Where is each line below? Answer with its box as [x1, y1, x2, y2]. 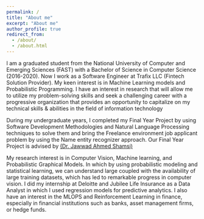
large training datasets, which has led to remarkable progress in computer [6, 173, 192, 181]
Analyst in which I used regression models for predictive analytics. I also [6, 186, 188, 193]
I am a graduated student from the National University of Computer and [6, 59, 186, 67]
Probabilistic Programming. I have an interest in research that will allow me [6, 85, 193, 92]
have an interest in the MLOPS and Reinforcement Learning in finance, [6, 193, 183, 200]
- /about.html [12, 43, 47, 49]
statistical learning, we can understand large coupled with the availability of [6, 167, 196, 174]
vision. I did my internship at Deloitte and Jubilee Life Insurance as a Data [6, 180, 191, 187]
